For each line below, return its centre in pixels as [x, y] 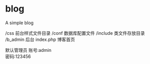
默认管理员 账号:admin [28, 50]
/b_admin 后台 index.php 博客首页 [40, 39]
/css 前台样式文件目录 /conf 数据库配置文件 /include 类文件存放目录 [75, 33]
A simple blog [19, 23]
